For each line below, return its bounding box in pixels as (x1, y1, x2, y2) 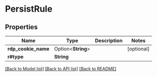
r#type (7, 54, 24, 60)
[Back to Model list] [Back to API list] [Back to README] (5, 66, 117, 72)
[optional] (127, 45, 150, 52)
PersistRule (5, 3, 52, 15)
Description (94, 38, 123, 44)
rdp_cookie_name (7, 45, 50, 52)
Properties (5, 23, 38, 31)
